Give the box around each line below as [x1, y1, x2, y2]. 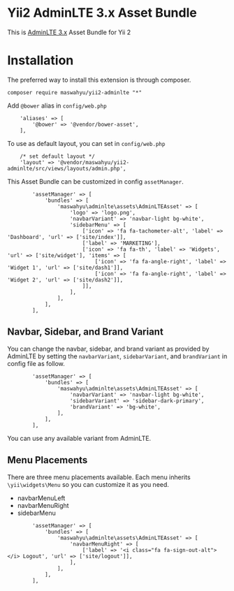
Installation [7, 52, 74, 68]
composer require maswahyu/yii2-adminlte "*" [7, 89, 142, 96]
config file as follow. [7, 359, 65, 367]
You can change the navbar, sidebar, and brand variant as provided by [7, 344, 210, 353]
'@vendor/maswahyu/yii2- [57, 159, 130, 166]
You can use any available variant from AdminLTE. [7, 434, 152, 442]
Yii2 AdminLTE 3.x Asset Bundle [7, 5, 197, 21]
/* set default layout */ [20, 152, 96, 160]
